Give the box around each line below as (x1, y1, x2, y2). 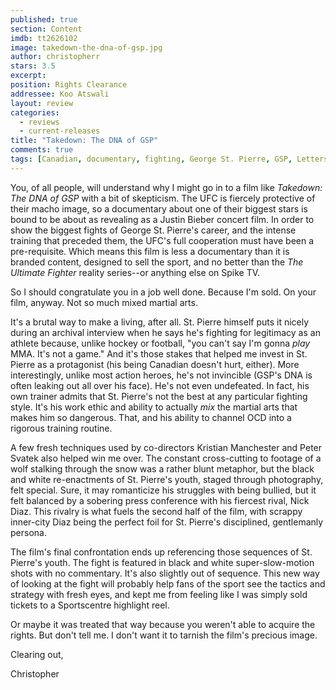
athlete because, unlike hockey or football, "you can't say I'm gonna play (10, 337, 311, 349)
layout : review (10, 98, 74, 108)
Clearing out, (10, 648, 64, 660)
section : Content (10, 24, 83, 34)
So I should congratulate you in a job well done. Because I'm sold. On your (10, 286, 317, 298)
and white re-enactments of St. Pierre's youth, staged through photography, (10, 473, 324, 485)
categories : (10, 107, 60, 118)
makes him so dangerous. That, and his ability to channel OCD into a (10, 411, 292, 423)
